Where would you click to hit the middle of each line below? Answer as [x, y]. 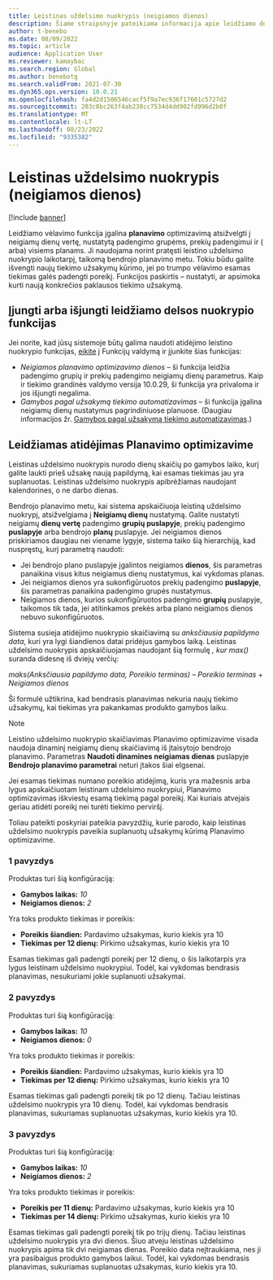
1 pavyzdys [31, 861]
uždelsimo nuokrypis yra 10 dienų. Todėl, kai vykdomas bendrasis [119, 1104]
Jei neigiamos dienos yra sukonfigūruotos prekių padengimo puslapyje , [141, 582]
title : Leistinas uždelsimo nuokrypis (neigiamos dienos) [108, 16]
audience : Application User [56, 54]
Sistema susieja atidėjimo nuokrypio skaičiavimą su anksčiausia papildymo [134, 633]
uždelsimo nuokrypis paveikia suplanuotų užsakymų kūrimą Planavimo [127, 831]
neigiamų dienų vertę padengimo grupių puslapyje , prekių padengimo [127, 524]
